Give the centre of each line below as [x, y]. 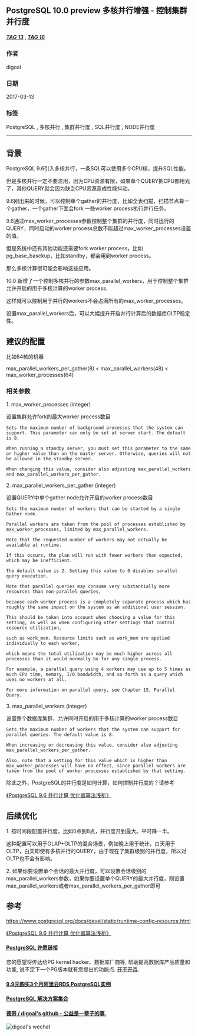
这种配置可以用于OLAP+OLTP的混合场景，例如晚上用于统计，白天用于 [91, 844]
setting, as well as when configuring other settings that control [91, 623]
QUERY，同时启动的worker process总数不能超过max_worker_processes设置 [99, 228]
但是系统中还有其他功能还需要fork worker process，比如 [75, 248]
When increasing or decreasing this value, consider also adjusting [92, 745]
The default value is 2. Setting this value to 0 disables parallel [92, 571]
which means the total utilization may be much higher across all [89, 654]
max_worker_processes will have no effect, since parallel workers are [96, 766]
